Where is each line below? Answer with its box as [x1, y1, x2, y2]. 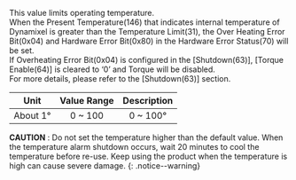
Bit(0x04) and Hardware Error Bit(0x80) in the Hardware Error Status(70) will [9, 35, 289, 46]
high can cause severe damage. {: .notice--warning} [9, 160, 201, 171]
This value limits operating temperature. [9, 8, 155, 18]
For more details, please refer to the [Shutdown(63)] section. [9, 74, 231, 83]
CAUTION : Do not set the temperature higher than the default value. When [9, 132, 284, 143]
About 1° [13, 110, 51, 121]
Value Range [59, 95, 114, 106]
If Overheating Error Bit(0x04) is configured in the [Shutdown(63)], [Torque [9, 55, 284, 65]
